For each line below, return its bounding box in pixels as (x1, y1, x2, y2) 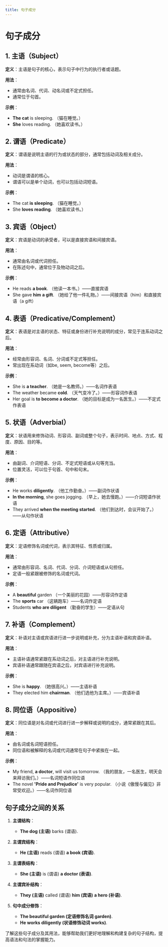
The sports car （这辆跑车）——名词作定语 (12, 598, 102, 604)
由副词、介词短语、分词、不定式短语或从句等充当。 (12, 460, 118, 466)
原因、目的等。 (13, 438, 45, 444)
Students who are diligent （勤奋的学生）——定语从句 (12, 604, 125, 610)
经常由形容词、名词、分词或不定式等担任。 (12, 356, 100, 362)
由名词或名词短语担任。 (12, 741, 61, 747)
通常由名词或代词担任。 (12, 258, 61, 264)
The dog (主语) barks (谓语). (19, 828, 78, 834)
